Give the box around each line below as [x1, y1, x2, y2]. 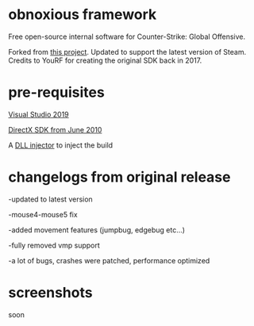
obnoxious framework [8, 6, 157, 24]
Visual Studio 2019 [8, 109, 69, 119]
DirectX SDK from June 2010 [8, 125, 102, 134]
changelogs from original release [8, 168, 231, 186]
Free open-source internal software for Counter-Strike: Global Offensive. [8, 32, 246, 41]
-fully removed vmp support [8, 240, 101, 250]
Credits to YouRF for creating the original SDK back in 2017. [8, 56, 202, 65]
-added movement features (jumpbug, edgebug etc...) [8, 224, 185, 235]
